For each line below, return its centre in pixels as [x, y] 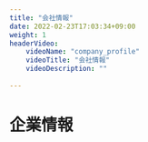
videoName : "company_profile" [83, 52]
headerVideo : [34, 43]
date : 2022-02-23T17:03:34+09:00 [73, 26]
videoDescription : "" [66, 69]
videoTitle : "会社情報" [68, 60]
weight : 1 [28, 35]
